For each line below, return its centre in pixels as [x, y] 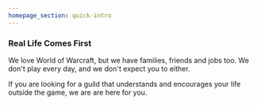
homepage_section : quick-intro [60, 15]
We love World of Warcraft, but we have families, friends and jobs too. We [129, 60]
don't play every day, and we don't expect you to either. [99, 69]
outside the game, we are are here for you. [78, 92]
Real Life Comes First [50, 43]
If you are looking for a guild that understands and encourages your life [125, 84]
